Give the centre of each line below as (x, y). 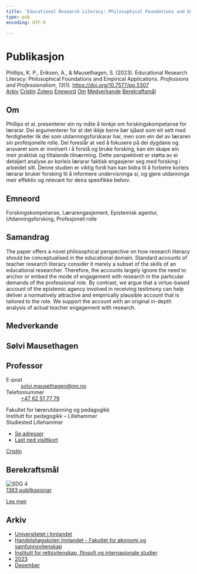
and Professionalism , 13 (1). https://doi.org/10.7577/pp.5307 (78, 85)
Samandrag (28, 237)
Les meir (17, 501)
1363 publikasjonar (29, 490)
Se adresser (29, 434)
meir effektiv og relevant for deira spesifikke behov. (68, 180)
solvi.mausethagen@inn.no (54, 386)
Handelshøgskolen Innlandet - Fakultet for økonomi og (80, 540)
